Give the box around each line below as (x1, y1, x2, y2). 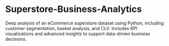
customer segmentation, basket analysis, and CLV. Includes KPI (5, 25, 138, 31)
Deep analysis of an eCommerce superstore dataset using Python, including (5, 20, 164, 26)
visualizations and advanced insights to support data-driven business (5, 30, 150, 36)
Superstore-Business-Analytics (5, 3, 142, 15)
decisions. (5, 36, 27, 42)
